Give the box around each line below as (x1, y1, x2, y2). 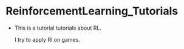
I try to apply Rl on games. (14, 36, 80, 43)
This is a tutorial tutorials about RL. (14, 24, 101, 31)
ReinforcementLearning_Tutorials (5, 4, 179, 18)
